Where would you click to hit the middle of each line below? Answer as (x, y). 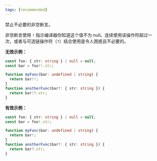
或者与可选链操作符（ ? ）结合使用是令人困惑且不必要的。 (71, 41)
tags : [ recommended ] (26, 10)
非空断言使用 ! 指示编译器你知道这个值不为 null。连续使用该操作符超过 (77, 35)
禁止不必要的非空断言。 (29, 24)
